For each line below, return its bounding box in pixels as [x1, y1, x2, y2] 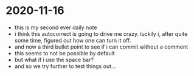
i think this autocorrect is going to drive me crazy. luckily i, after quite [14, 30, 188, 37]
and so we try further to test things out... [14, 62, 116, 70]
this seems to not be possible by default [14, 49, 115, 57]
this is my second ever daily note [14, 24, 97, 31]
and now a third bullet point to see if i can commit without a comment [14, 43, 189, 50]
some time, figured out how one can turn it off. [14, 36, 131, 44]
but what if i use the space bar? [14, 56, 94, 63]
